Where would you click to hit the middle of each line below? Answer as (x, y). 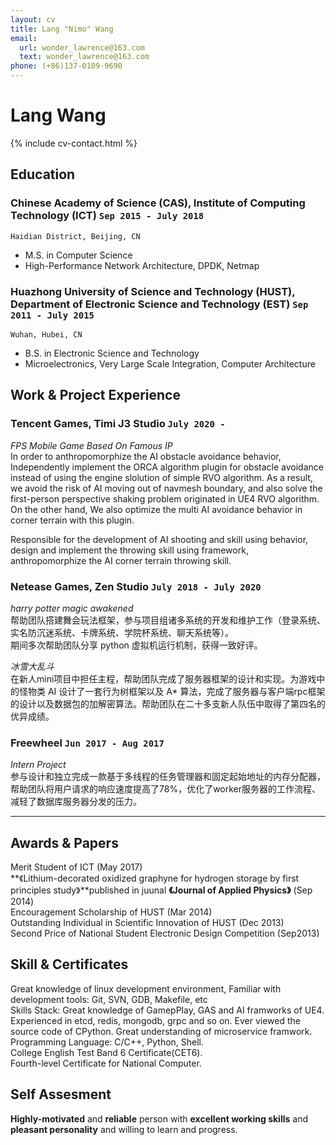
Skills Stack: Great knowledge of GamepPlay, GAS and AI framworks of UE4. (167, 1010)
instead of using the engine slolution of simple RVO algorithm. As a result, (161, 477)
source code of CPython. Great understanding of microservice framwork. (161, 1031)
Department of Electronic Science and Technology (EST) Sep (159, 304)
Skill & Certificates (69, 964)
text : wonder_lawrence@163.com (84, 57)
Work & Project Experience (95, 395)
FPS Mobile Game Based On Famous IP (91, 445)
